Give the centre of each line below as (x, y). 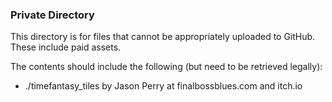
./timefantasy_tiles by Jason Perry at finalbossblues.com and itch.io (163, 86)
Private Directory (52, 15)
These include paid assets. (66, 47)
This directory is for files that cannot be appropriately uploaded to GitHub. (163, 37)
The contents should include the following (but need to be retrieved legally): (166, 67)
